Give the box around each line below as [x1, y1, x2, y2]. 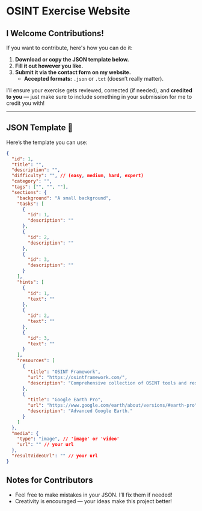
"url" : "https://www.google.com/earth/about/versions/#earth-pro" [28, 403, 198, 409]
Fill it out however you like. [14, 62, 84, 69]
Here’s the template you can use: [6, 139, 88, 146]
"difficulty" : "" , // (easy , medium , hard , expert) [11, 173, 144, 179]
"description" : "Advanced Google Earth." [28, 408, 133, 414]
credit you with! [6, 99, 45, 107]
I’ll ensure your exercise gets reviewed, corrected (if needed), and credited [6, 87, 192, 94]
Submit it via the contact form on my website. [14, 69, 131, 76]
